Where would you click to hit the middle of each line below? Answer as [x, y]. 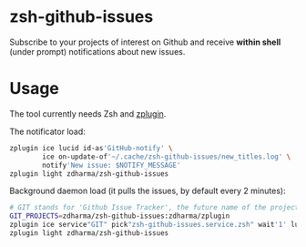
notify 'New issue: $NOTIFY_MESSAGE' [112, 165]
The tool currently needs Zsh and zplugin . [88, 113]
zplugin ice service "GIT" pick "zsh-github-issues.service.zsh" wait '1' [148, 225]
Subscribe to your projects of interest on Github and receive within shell [145, 42]
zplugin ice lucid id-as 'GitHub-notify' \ [91, 148]
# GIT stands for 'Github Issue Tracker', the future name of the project [154, 208]
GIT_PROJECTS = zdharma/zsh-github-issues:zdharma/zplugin [120, 216]
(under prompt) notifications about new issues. [97, 51]
